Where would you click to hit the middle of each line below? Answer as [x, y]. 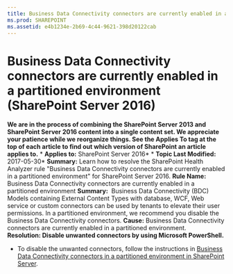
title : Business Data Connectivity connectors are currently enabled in [114, 14]
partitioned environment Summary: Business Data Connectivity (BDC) [108, 191]
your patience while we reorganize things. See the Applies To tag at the [112, 139]
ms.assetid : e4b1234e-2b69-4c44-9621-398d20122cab [82, 26]
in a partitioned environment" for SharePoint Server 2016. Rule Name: [107, 176]
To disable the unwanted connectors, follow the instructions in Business [120, 249]
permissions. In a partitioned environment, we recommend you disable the [113, 213]
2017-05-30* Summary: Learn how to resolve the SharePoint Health [105, 161]
